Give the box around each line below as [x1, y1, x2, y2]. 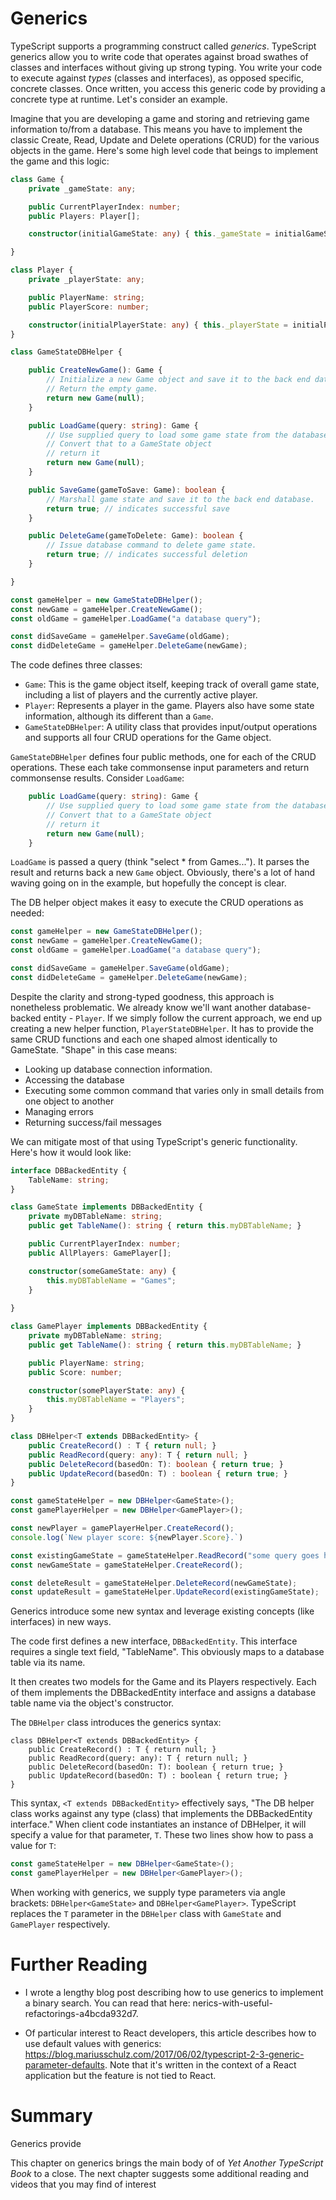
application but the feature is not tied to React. [24, 2070, 217, 2081]
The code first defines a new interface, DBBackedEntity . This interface [10, 1635, 298, 1647]
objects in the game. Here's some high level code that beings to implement [10, 144, 319, 156]
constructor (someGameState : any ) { [28, 1266, 177, 1276]
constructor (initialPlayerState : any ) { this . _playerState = [28, 320, 288, 330]
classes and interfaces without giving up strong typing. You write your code [10, 61, 323, 73]
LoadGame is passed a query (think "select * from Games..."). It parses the [10, 856, 310, 868]
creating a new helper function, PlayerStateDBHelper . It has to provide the [10, 1022, 314, 1034]
